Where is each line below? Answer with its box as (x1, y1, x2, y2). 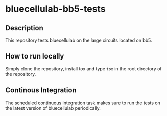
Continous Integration (5, 86, 77, 95)
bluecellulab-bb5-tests (5, 3, 106, 15)
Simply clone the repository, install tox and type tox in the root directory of (5, 65, 162, 72)
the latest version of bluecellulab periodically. (5, 105, 101, 111)
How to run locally (5, 52, 64, 61)
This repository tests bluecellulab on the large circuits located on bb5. (5, 37, 152, 43)
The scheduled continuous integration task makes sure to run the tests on (5, 100, 161, 106)
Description (5, 24, 43, 32)
